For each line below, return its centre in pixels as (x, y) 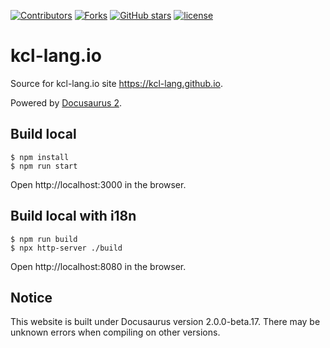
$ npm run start (44, 166)
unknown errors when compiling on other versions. (115, 332)
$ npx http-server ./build (66, 248)
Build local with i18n (73, 216)
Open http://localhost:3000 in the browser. (98, 184)
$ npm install (40, 157)
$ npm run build (44, 239)
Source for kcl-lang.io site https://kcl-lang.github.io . (116, 83)
